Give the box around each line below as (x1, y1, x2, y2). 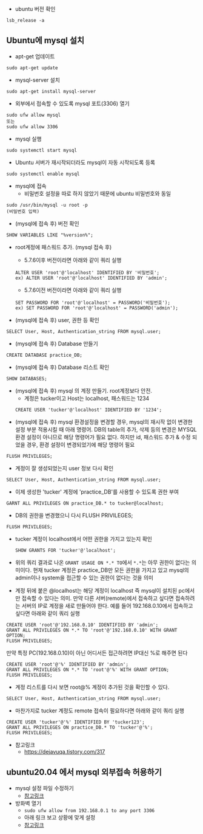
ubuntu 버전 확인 (15, 5, 56, 12)
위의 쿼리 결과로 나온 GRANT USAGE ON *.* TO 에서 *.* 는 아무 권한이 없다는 (15, 559, 190, 566)
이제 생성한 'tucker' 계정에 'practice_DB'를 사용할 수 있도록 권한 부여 (15, 488, 179, 495)
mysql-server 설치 (15, 76, 61, 83)
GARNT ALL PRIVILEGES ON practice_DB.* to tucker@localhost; (6, 500, 164, 506)
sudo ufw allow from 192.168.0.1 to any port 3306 (24, 807, 155, 813)
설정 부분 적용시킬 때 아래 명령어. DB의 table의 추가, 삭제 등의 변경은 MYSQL (15, 426, 197, 433)
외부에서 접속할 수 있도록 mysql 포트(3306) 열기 (15, 100, 130, 107)
